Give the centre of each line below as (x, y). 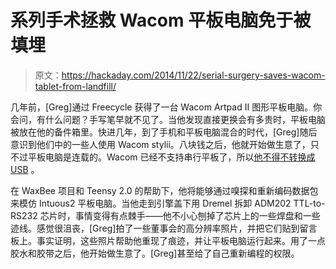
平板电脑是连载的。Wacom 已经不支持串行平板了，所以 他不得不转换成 (171, 157)
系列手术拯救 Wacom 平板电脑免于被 (161, 20)
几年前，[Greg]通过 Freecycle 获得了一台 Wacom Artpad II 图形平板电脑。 (162, 107)
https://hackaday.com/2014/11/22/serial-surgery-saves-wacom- (193, 75)
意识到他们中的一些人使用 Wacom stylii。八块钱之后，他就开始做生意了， (160, 144)
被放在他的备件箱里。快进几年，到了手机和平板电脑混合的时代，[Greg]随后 (164, 132)
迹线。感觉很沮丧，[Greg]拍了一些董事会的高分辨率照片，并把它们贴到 (155, 228)
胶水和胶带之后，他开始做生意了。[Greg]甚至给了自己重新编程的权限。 (155, 253)
